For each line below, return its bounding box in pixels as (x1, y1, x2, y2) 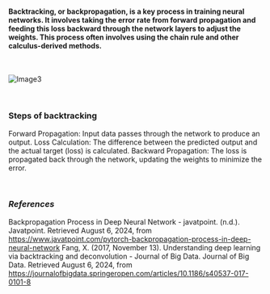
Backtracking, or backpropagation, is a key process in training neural (8, 6, 245, 16)
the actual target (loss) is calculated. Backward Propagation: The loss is (8, 145, 247, 155)
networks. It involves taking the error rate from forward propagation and (8, 15, 256, 24)
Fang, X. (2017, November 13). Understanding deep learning (61, 242, 261, 252)
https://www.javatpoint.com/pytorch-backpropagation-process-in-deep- (8, 234, 251, 244)
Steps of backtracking (8, 110, 98, 121)
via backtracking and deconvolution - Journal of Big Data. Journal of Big (8, 251, 250, 261)
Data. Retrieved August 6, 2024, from (8, 259, 133, 270)
